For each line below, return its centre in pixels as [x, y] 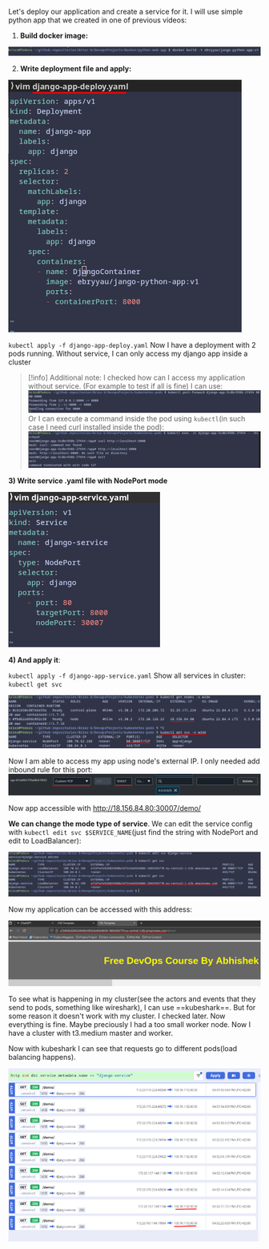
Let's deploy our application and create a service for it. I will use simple [126, 12]
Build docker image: [54, 36]
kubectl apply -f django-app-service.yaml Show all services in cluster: [127, 675]
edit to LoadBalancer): [45, 840]
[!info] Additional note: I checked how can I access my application [137, 378]
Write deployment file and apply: [76, 69]
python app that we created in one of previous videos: [98, 20]
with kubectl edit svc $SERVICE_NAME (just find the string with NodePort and [133, 832]
